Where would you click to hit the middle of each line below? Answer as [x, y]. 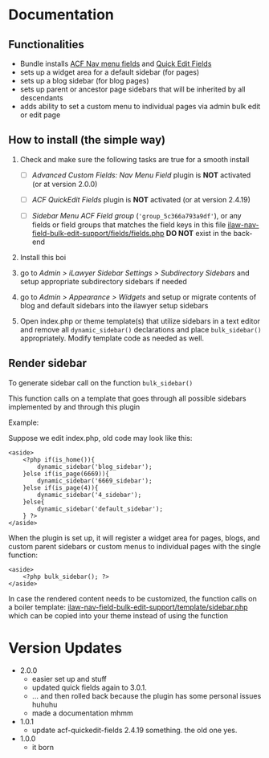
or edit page [40, 115]
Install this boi [43, 257]
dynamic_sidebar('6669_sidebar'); [95, 481]
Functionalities [46, 45]
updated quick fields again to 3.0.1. [89, 687]
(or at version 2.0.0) [65, 184]
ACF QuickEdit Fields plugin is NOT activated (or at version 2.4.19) [141, 199]
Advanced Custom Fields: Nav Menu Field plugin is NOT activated [141, 175]
